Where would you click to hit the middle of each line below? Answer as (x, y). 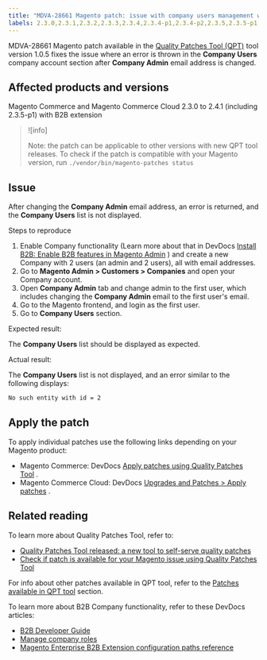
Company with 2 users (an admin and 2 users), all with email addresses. (137, 263)
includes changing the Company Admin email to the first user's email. (134, 297)
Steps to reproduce (40, 230)
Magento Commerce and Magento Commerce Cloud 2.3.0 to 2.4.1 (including (133, 106)
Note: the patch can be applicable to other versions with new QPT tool (143, 146)
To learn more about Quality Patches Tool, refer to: (91, 535)
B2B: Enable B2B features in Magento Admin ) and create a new (124, 254)
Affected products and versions (89, 87)
